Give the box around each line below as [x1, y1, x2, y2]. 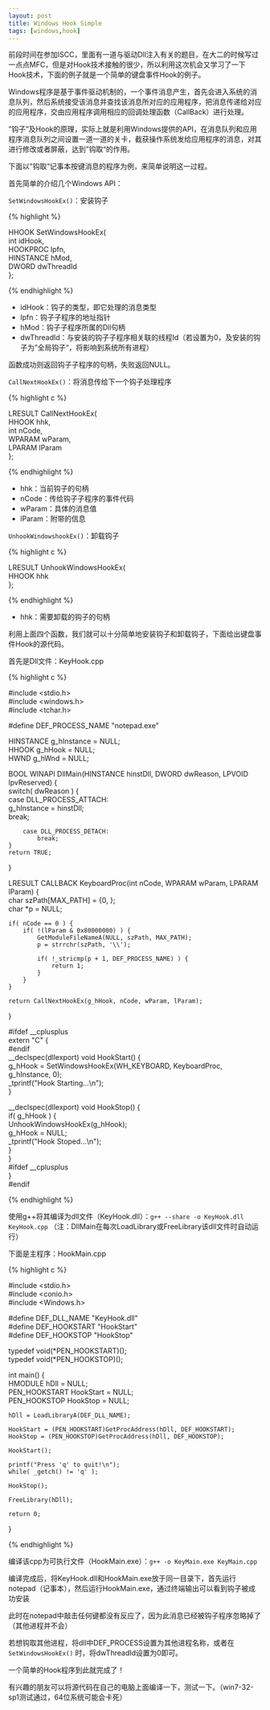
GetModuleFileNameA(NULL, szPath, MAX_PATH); [37, 934, 193, 942]
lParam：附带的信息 [19, 514, 86, 524]
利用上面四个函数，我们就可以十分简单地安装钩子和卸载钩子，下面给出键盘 [8, 629, 255, 639]
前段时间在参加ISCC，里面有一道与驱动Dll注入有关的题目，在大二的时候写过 [8, 50, 260, 60]
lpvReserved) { [8, 778, 58, 788]
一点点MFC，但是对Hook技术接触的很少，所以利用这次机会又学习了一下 [8, 60, 247, 69]
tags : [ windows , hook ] [8, 27, 81, 35]
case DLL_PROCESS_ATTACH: [8, 795, 109, 805]
